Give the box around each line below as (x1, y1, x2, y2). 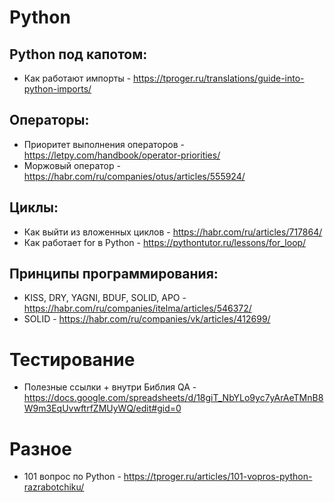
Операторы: (9, 112, 90, 129)
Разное (9, 437, 72, 460)
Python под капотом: (9, 46, 148, 63)
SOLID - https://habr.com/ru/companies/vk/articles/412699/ (23, 313, 271, 325)
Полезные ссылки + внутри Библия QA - (23, 381, 197, 393)
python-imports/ (23, 83, 92, 95)
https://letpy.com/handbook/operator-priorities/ (23, 149, 221, 161)
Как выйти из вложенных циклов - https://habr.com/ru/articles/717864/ (23, 226, 323, 238)
